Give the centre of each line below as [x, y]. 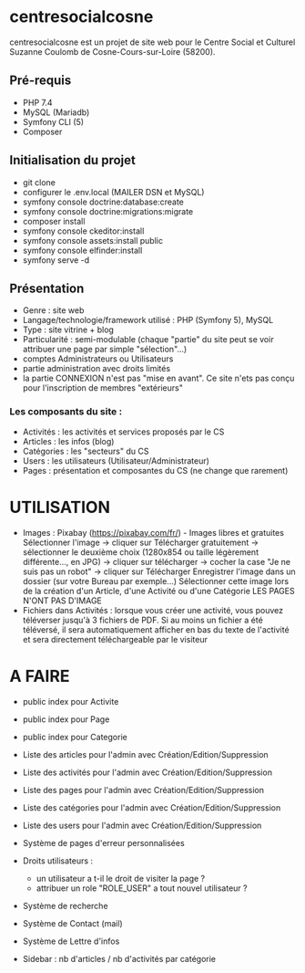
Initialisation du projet [73, 160]
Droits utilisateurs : [58, 861]
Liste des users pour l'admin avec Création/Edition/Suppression [142, 825]
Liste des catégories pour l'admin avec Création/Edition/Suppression [152, 807]
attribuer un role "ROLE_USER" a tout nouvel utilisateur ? [142, 888]
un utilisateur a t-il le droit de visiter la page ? [121, 878]
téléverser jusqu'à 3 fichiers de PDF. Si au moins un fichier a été [143, 620]
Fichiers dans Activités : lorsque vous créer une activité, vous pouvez [153, 610]
